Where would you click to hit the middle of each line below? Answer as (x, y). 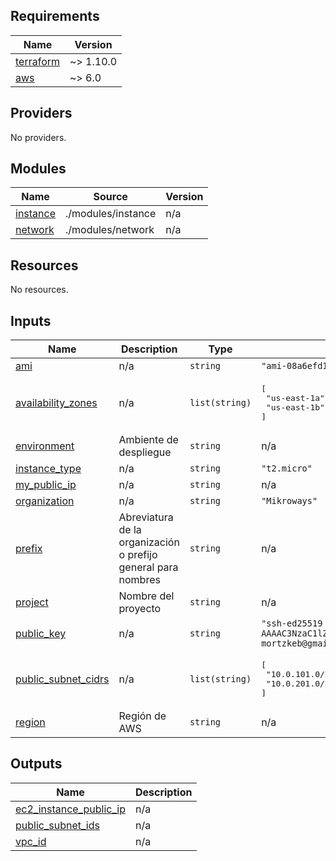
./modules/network (110, 230)
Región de (142, 716)
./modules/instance (111, 214)
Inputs (31, 320)
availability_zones (56, 403)
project (32, 602)
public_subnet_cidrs (62, 679)
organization (45, 501)
